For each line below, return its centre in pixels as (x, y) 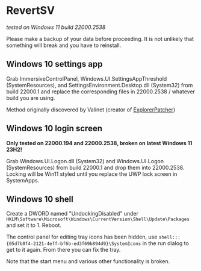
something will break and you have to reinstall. (64, 45)
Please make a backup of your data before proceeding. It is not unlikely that (100, 39)
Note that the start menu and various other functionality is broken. (88, 261)
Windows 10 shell (40, 199)
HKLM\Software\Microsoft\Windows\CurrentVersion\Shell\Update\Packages (98, 220)
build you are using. (31, 98)
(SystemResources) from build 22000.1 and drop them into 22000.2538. (95, 167)
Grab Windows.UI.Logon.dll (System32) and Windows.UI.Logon (85, 161)
